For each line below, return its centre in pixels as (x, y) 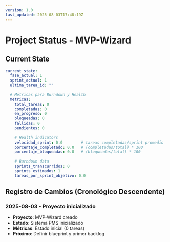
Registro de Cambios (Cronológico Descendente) (85, 192)
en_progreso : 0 (31, 114)
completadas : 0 (31, 109)
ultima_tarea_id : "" (32, 85)
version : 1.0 (19, 10)
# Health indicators (36, 137)
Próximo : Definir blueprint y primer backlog (59, 234)
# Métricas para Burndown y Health (48, 95)
